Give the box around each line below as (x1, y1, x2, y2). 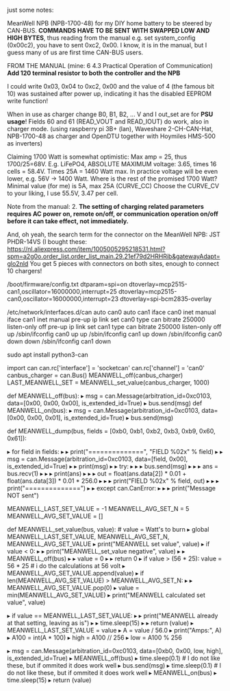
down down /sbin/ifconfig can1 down (7, 337, 112, 345)
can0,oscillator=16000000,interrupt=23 (7, 295, 118, 303)
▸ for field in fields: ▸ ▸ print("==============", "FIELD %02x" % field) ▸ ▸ (7, 448, 223, 455)
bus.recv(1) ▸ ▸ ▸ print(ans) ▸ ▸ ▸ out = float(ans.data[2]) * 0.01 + (7, 470, 187, 477)
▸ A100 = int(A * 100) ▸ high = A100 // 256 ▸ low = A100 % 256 (7, 633, 183, 642)
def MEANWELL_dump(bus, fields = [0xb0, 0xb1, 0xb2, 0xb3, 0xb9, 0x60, (7, 427, 216, 435)
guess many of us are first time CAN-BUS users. (7, 48, 144, 56)
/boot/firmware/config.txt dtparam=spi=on (7, 280, 128, 288)
